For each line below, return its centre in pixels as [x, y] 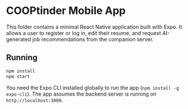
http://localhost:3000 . [35, 100]
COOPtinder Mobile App [66, 11]
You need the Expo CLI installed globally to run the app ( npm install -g [93, 87]
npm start [18, 76]
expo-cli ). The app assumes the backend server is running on [81, 94]
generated [19, 39]
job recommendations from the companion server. [93, 39]
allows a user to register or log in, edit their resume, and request [84, 33]
